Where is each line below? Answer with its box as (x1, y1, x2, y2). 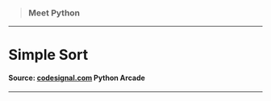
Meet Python (27, 7, 81, 19)
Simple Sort (8, 46, 89, 64)
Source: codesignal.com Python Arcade (8, 73, 145, 83)
